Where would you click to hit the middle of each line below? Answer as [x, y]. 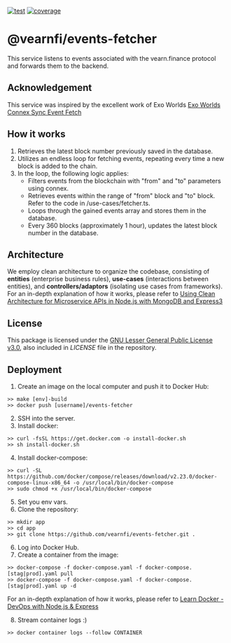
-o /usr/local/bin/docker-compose [123, 483]
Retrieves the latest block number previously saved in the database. [115, 151]
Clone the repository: [48, 509]
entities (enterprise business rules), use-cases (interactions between [108, 279]
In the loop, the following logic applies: [73, 173]
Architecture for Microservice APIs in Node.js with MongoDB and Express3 [115, 302]
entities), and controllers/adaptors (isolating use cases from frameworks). [115, 286]
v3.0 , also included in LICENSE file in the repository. [82, 348]
